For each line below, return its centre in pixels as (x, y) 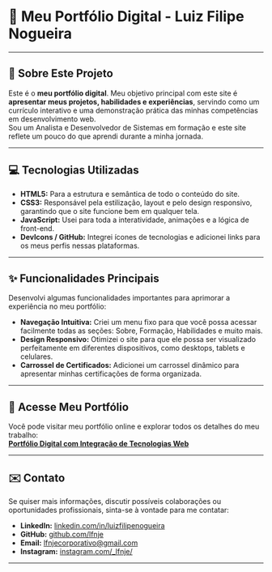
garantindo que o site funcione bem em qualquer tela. (110, 211)
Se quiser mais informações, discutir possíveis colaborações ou (115, 501)
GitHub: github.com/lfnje (62, 534)
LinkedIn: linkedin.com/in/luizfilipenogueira (92, 525)
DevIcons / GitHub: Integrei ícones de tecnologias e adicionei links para (140, 237)
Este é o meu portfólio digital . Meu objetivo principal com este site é (123, 93)
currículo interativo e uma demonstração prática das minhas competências (134, 110)
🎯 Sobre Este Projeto (61, 73)
